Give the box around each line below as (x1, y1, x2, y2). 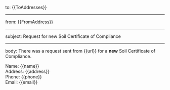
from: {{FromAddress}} (5, 19, 54, 25)
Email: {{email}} (5, 79, 38, 85)
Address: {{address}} (5, 68, 50, 74)
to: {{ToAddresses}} (5, 5, 47, 10)
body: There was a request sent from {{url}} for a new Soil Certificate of (5, 48, 156, 54)
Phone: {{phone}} (5, 74, 42, 80)
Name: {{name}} (5, 63, 39, 69)
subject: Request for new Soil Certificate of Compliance (5, 33, 121, 39)
